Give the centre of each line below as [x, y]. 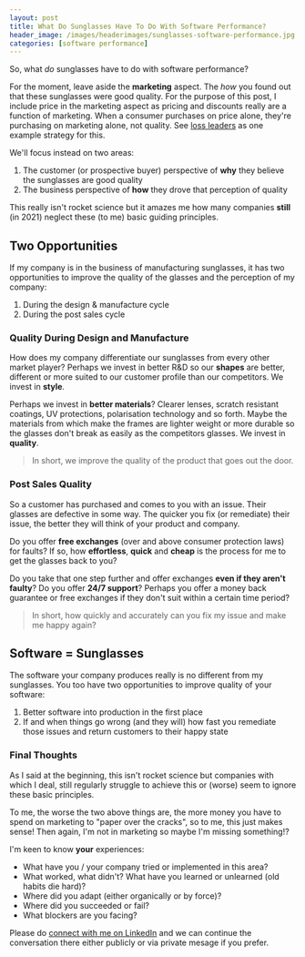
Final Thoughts [43, 755]
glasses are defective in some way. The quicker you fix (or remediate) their [150, 514]
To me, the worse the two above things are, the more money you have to [146, 812]
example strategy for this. [57, 135]
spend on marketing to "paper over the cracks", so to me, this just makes [146, 821]
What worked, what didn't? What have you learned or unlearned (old [151, 876]
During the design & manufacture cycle [96, 305]
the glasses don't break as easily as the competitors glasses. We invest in [147, 433]
